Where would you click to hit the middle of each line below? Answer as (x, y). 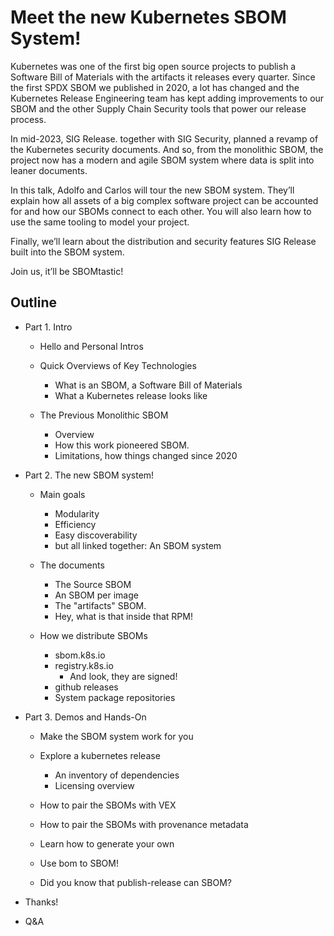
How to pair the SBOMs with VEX (108, 805)
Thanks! (41, 902)
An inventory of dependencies (117, 775)
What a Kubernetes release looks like (131, 395)
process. (28, 119)
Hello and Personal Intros (91, 346)
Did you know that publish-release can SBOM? (135, 882)
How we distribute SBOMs (93, 635)
